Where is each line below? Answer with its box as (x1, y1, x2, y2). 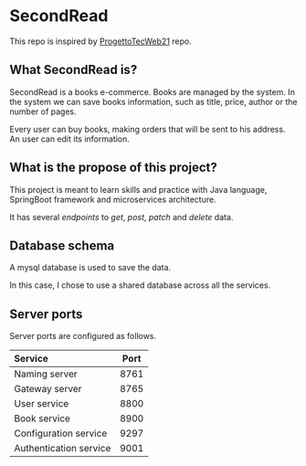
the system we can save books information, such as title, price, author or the (9, 96, 298, 107)
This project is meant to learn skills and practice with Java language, (9, 184, 268, 195)
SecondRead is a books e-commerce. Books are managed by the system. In (9, 86, 295, 97)
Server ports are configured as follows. (9, 331, 157, 342)
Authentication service (14, 442, 111, 455)
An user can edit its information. (9, 133, 131, 144)
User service (14, 397, 69, 410)
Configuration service (14, 427, 108, 440)
